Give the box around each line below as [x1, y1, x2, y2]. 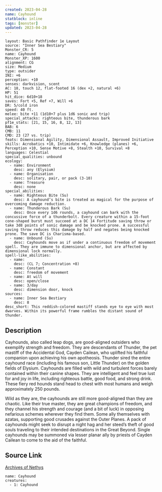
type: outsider [5, 69, 36, 74]
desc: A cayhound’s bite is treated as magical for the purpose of [14, 197, 154, 202]
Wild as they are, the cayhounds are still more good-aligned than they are [5, 395, 153, 401]
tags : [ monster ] [5, 21, 38, 26]
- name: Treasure [9, 180, 45, 185]
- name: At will [9, 275, 42, 280]
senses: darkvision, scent [5, 82, 60, 87]
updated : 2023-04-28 [5, 25, 47, 30]
